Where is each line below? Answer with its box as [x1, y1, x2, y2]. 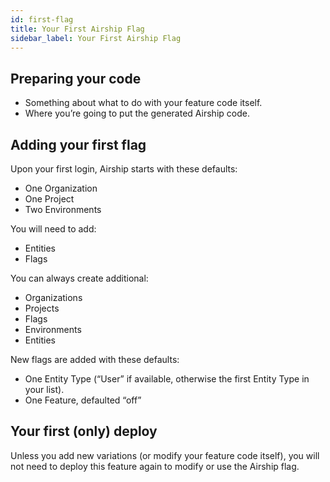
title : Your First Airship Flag [10, 24, 145, 34]
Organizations [24, 292, 83, 303]
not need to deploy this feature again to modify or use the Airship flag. [10, 460, 300, 472]
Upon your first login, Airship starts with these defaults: [10, 163, 238, 175]
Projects [24, 302, 60, 314]
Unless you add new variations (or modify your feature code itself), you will [10, 449, 320, 461]
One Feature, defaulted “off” [24, 394, 142, 406]
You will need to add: [10, 223, 97, 235]
